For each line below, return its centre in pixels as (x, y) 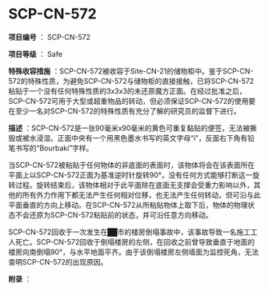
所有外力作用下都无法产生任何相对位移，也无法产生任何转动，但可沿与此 (141, 195)
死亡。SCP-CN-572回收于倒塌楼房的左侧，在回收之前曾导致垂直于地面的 (134, 241)
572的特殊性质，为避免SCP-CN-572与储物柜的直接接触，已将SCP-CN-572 (131, 81)
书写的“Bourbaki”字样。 (54, 148)
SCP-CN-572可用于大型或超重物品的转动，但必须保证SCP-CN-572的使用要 (132, 101)
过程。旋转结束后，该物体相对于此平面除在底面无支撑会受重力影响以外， (134, 185)
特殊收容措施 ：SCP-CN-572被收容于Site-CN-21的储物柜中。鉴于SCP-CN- (131, 71)
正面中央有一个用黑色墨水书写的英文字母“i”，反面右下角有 (153, 138)
